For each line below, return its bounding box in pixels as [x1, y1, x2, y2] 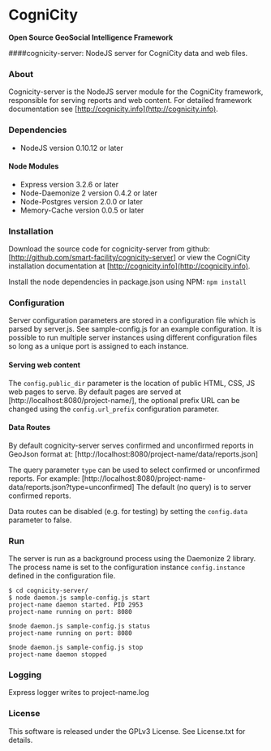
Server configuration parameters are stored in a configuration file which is [8, 315, 256, 325]
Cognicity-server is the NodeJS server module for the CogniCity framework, [8, 87, 264, 97]
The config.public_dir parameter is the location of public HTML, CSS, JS [8, 378, 256, 388]
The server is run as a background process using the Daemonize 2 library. [8, 554, 256, 564]
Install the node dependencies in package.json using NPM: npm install [8, 277, 247, 287]
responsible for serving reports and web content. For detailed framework [8, 96, 252, 105]
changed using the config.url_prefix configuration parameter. [8, 404, 220, 414]
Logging [8, 669, 42, 680]
